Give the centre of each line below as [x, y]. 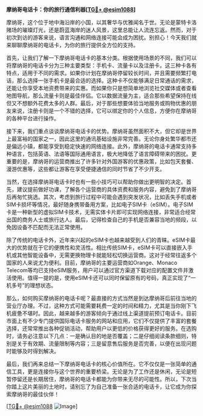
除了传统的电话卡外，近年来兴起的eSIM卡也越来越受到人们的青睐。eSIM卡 [98, 240]
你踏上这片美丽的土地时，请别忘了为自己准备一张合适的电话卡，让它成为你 [99, 387]
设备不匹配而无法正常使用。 [51, 227]
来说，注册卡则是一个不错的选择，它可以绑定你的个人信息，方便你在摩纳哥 [104, 111]
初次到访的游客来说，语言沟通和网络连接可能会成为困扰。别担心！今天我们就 [101, 37]
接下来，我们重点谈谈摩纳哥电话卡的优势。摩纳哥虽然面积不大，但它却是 [96, 131]
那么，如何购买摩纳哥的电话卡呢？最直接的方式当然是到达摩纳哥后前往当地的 [101, 298]
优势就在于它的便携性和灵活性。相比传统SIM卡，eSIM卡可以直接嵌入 [102, 248]
